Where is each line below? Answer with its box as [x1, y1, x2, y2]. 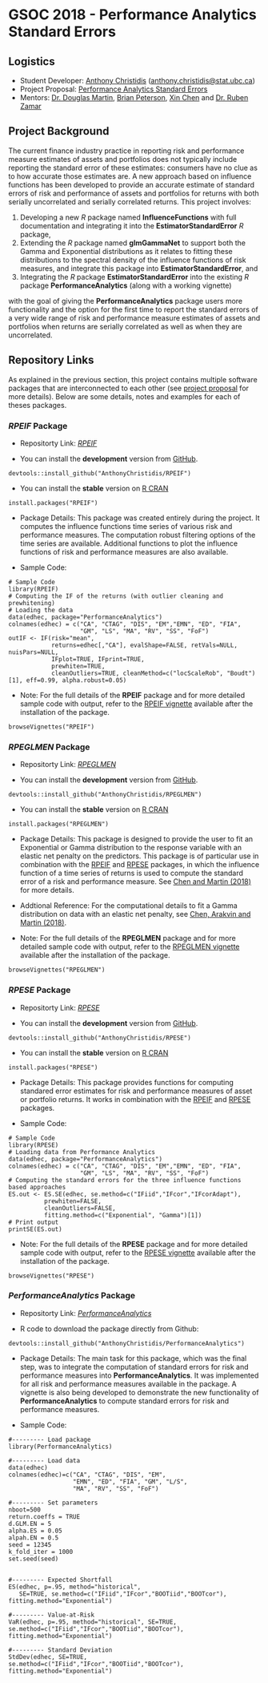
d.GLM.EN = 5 [8, 1520, 52, 1528]
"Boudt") [226, 669, 256, 677]
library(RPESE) [8, 1140, 59, 1149]
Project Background [8, 124, 110, 138]
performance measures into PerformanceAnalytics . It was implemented [19, 1370, 259, 1380]
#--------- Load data [8, 1456, 81, 1464]
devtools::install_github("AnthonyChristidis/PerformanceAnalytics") [8, 1339, 246, 1347]
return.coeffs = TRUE [8, 1512, 81, 1520]
